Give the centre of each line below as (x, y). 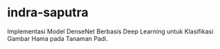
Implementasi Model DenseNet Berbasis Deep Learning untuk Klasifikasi (110, 31)
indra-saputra (48, 13)
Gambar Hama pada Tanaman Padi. (58, 38)
